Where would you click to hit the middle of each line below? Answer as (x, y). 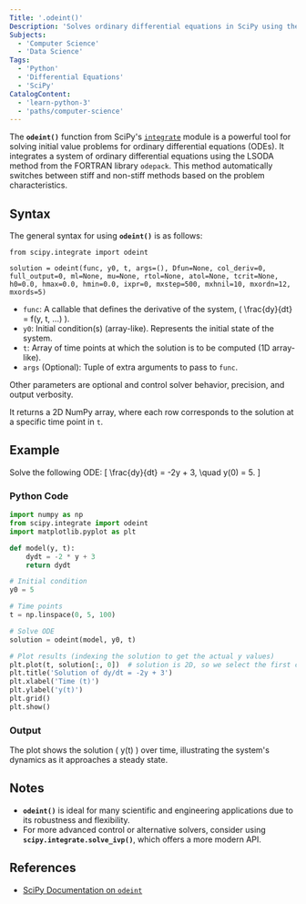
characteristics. (39, 185)
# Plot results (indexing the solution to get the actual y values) (142, 656)
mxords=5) (28, 292)
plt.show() (30, 706)
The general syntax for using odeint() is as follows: (106, 236)
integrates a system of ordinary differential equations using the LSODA (142, 157)
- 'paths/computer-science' (71, 111)
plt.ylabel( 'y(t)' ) (46, 690)
